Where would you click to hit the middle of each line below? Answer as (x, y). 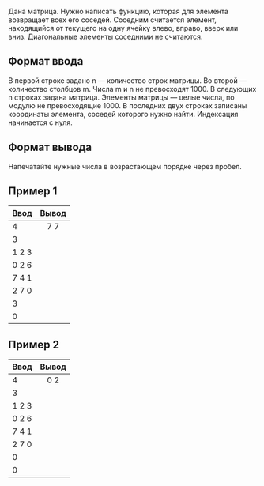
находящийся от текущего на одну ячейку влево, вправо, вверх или (123, 28)
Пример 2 (34, 344)
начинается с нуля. (40, 122)
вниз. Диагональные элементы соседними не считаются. (106, 36)
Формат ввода (46, 61)
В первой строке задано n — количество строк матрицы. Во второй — (128, 80)
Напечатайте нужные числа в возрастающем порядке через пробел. (125, 166)
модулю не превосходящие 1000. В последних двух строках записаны (128, 105)
